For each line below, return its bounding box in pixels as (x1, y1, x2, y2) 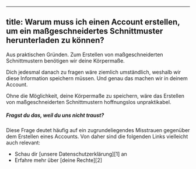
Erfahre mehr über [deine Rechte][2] (14, 156, 103, 164)
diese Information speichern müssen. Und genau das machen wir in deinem (6, 74, 188, 82)
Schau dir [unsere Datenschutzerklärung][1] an (14, 150, 127, 157)
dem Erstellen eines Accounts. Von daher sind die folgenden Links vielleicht (6, 133, 188, 140)
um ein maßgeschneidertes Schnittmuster (6, 26, 163, 36)
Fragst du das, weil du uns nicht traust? (6, 112, 104, 119)
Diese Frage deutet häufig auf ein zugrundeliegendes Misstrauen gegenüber (6, 126, 190, 133)
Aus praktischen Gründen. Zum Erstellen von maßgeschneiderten (6, 51, 163, 58)
